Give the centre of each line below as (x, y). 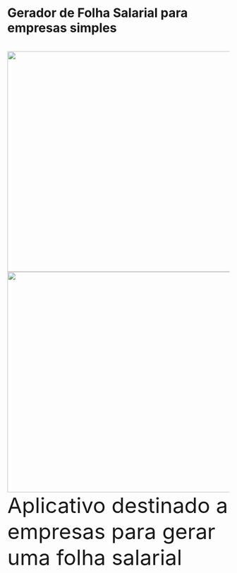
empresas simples (62, 28)
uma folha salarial (95, 557)
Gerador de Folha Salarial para (98, 13)
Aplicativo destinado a (118, 505)
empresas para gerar (111, 531)
